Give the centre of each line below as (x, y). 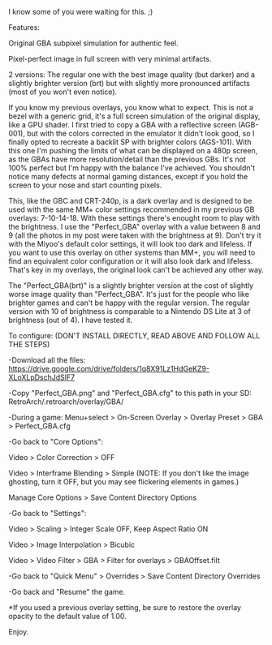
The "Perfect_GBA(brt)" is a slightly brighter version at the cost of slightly (131, 286)
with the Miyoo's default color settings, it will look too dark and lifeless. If (130, 244)
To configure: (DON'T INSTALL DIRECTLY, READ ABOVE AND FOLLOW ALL (134, 335)
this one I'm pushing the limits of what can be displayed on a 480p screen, (133, 150)
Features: (24, 27)
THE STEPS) (29, 344)
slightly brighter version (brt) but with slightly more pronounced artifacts (129, 83)
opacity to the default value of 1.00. (68, 616)
